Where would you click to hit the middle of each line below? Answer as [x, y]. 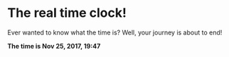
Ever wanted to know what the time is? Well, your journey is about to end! [115, 32]
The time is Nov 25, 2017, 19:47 [54, 46]
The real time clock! [67, 13]
